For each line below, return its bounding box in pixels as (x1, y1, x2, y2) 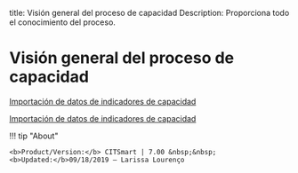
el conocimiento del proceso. (9, 17, 116, 28)
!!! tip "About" (9, 130, 59, 141)
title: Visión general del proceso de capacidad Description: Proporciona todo (9, 8, 290, 18)
